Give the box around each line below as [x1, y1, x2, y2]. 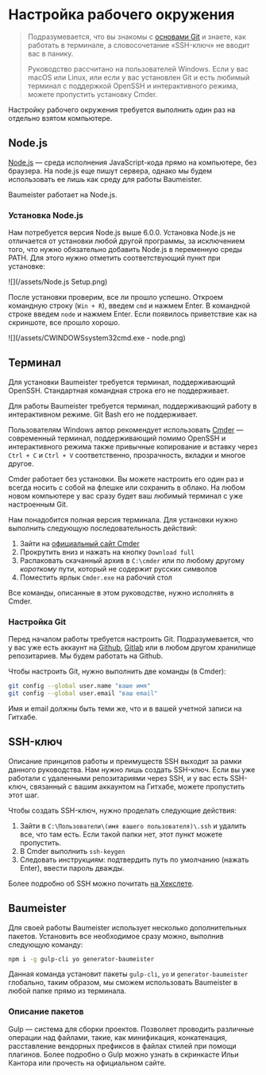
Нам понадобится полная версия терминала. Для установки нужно [8, 514, 238, 524]
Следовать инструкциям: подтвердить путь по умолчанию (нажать [19, 855, 249, 864]
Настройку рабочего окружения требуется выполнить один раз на [8, 105, 236, 114]
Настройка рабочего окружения [8, 6, 235, 24]
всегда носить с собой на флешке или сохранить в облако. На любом [8, 483, 246, 492]
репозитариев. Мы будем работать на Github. [8, 651, 164, 661]
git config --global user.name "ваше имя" [8, 682, 151, 690]
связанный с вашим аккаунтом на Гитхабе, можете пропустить [29, 782, 245, 791]
